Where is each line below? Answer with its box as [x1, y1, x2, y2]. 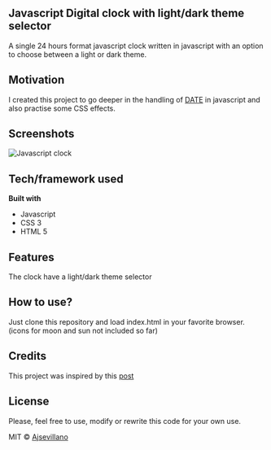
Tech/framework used [8, 172, 124, 186]
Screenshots [8, 127, 75, 141]
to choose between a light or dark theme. [8, 49, 147, 59]
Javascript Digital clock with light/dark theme [8, 7, 245, 20]
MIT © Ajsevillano [8, 431, 69, 442]
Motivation [8, 73, 65, 87]
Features [8, 250, 55, 264]
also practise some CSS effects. [8, 103, 116, 113]
